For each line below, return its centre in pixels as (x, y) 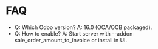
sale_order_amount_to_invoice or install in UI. (71, 40)
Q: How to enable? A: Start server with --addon (74, 33)
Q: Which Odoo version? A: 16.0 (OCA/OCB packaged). (83, 27)
